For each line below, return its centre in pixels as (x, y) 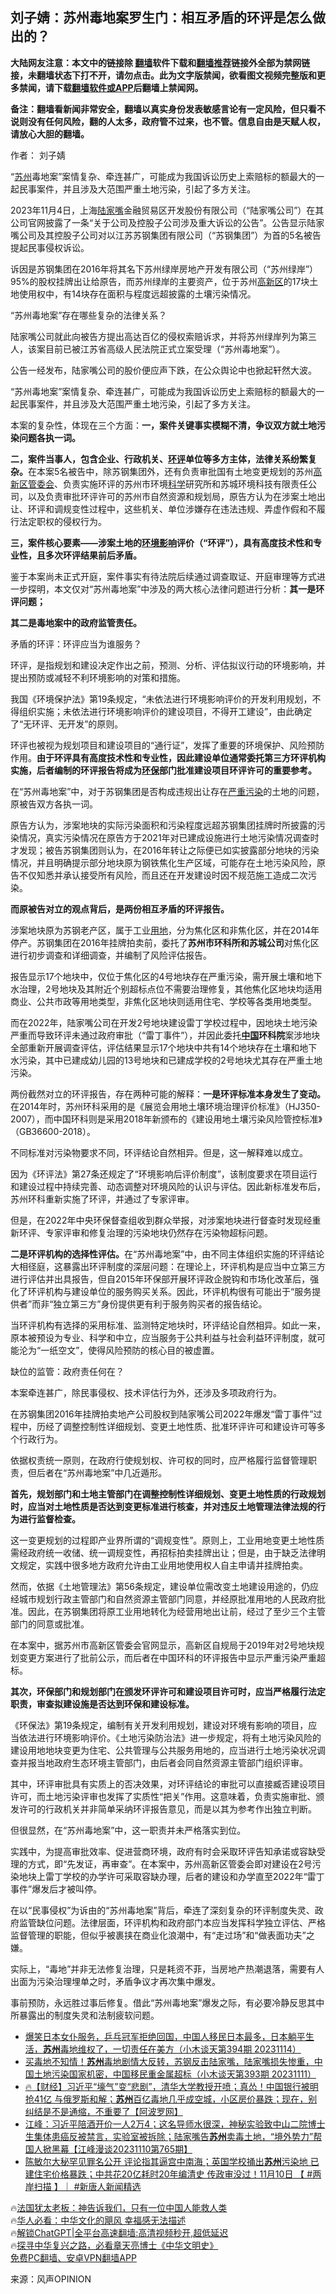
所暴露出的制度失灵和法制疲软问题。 (85, 2015)
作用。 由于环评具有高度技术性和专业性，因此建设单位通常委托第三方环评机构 (168, 757)
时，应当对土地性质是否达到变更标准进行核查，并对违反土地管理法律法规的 (163, 1506)
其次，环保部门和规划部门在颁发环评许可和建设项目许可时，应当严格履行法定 (168, 1691)
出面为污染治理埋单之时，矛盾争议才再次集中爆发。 (115, 1981)
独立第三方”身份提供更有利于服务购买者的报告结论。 (160, 1304)
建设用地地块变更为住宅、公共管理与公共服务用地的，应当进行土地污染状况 (163, 1750)
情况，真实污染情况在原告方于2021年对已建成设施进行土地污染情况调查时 (169, 837)
